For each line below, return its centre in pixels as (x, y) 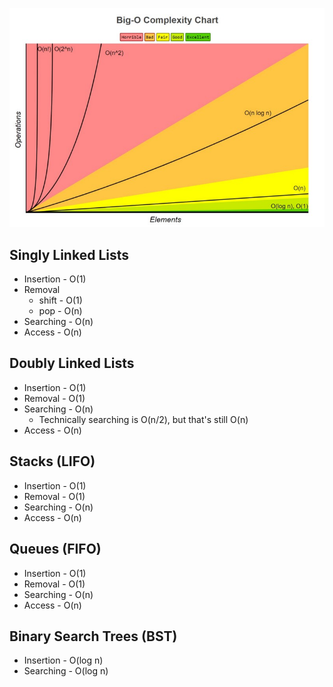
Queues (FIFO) (55, 549)
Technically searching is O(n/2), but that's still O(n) (143, 419)
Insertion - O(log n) (63, 660)
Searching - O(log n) (66, 671)
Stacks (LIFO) (52, 461)
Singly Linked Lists (69, 254)
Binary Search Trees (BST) (93, 636)
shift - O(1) (60, 300)
